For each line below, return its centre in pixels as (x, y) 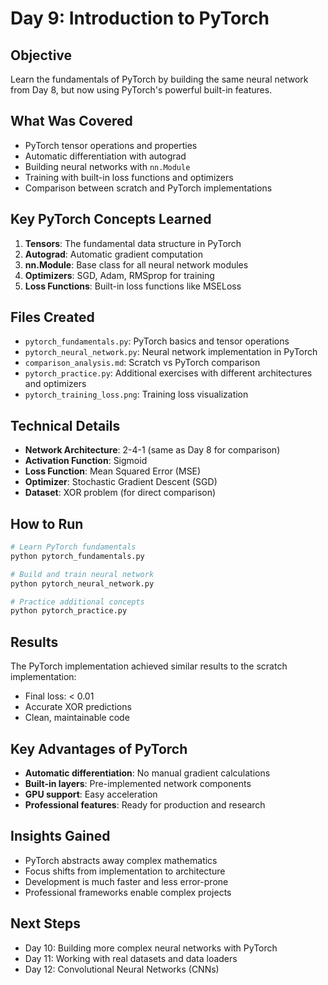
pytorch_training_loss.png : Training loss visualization (136, 394)
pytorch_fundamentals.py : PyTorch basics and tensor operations (157, 341)
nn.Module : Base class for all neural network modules (136, 264)
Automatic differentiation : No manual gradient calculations (147, 773)
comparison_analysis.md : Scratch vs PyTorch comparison (142, 363)
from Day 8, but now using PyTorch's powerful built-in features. (141, 90)
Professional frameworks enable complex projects (128, 892)
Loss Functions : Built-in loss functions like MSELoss (133, 286)
